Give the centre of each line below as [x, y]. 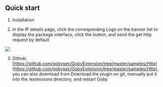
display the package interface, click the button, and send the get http [82, 34]
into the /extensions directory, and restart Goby [60, 79]
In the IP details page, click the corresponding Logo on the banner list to [85, 29]
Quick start [23, 8]
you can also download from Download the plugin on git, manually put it [85, 74]
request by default [31, 40]
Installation [23, 20]
